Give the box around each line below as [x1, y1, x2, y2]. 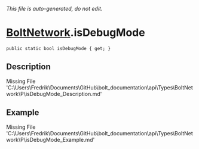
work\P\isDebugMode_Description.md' [6, 90, 102, 97]
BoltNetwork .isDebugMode [6, 26, 145, 39]
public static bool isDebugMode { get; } [6, 45, 111, 51]
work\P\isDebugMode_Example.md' [6, 136, 95, 143]
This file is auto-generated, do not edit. [6, 5, 103, 12]
